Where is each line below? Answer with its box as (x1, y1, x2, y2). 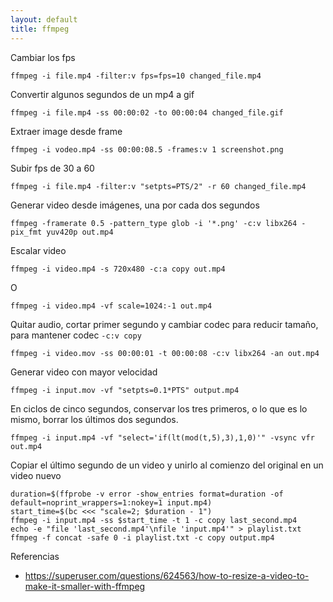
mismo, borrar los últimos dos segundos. (10, 413, 179, 425)
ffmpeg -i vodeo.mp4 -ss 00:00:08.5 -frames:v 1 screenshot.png (10, 144, 284, 155)
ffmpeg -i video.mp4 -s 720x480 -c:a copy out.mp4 (10, 264, 226, 274)
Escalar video (10, 244, 67, 256)
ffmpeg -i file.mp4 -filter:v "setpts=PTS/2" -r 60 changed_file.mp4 (10, 181, 307, 191)
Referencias (10, 550, 60, 562)
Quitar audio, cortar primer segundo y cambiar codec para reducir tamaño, (10, 318, 319, 330)
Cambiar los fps (10, 51, 76, 63)
